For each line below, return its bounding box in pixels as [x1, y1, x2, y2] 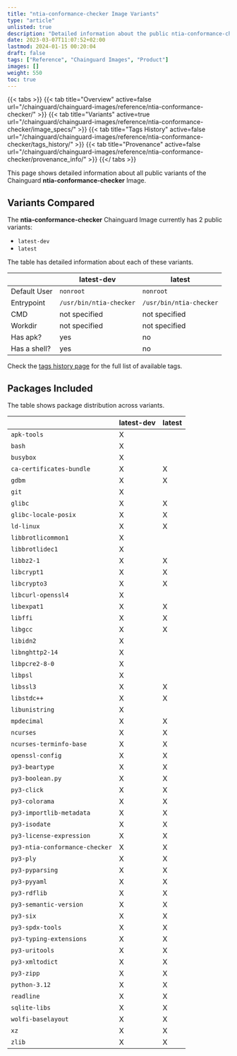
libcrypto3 [11, 580, 47, 588]
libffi [11, 614, 33, 621]
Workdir [11, 321, 37, 331]
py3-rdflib [11, 890, 47, 897]
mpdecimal [11, 717, 44, 725]
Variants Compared [7, 197, 95, 209]
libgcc [11, 626, 33, 633]
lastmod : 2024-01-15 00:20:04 [7, 43, 97, 50]
